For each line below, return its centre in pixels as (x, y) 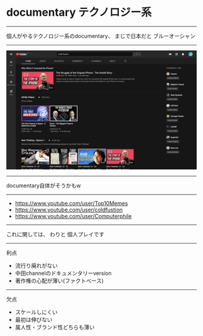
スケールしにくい (36, 312)
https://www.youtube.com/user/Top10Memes (71, 203)
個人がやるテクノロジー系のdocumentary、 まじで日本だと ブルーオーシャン (101, 36)
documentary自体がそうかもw (44, 186)
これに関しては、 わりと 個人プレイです (55, 234)
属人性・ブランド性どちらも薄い (55, 327)
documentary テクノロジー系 (79, 12)
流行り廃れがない (36, 265)
